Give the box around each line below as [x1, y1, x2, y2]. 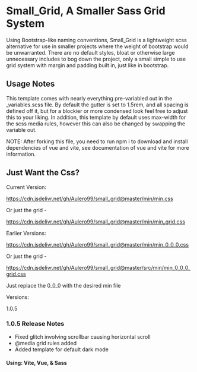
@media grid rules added [14, 339, 77, 346]
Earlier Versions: [6, 229, 46, 237]
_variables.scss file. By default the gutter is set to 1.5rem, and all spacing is [6, 101, 189, 108]
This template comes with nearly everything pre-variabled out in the [6, 94, 173, 102]
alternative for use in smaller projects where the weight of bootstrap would [6, 43, 189, 50]
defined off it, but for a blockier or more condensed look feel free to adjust [6, 107, 188, 114]
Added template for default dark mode [14, 346, 109, 353]
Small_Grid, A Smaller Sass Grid [6, 4, 166, 18]
